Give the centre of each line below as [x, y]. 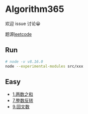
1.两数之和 [23, 94]
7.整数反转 [23, 101]
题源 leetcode [19, 34]
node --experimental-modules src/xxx [44, 66]
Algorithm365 [35, 9]
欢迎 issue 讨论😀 [23, 23]
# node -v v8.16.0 [24, 61]
